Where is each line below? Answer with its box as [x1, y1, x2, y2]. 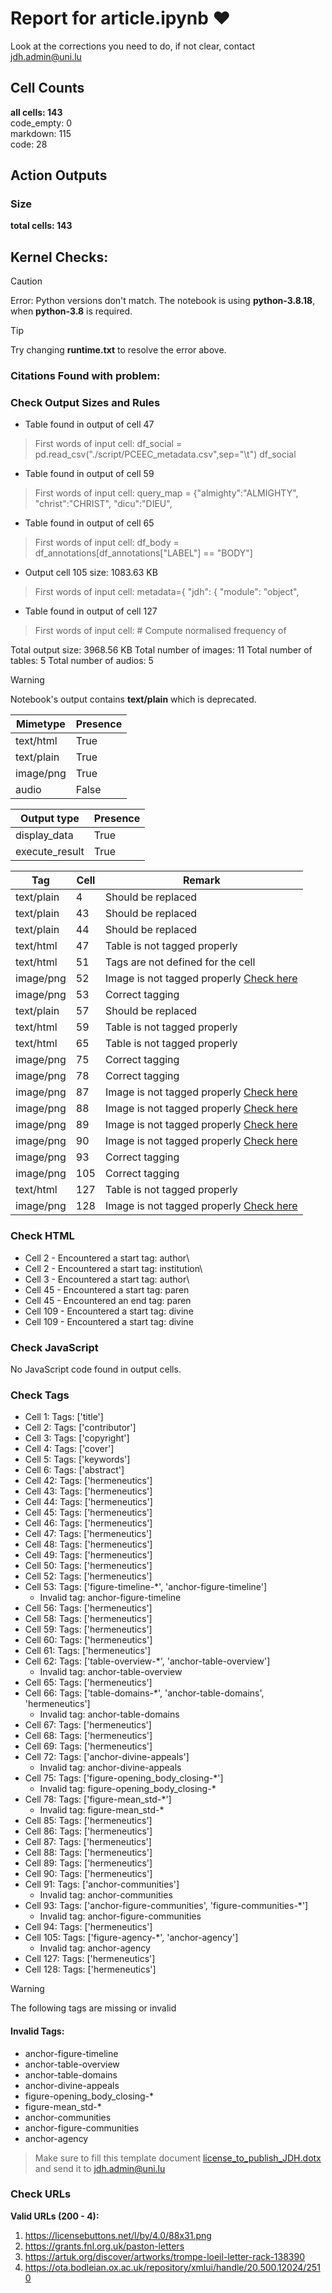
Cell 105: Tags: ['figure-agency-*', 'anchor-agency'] [24, 1932, 239, 1944]
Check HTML [10, 1229, 75, 1243]
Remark [182, 873, 221, 887]
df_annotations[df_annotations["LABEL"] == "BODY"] [34, 547, 253, 559]
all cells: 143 [10, 106, 63, 118]
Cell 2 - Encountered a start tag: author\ [24, 1252, 190, 1264]
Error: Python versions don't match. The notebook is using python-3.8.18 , [10, 295, 316, 307]
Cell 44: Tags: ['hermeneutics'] [24, 1496, 153, 1508]
